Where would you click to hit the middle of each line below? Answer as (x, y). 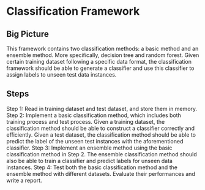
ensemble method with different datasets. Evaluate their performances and (101, 173)
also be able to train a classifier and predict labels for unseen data (90, 161)
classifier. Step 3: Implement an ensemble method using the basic (89, 148)
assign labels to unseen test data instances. (61, 74)
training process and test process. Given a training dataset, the (86, 121)
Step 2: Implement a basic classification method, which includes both (94, 115)
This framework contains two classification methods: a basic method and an (102, 48)
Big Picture (28, 34)
